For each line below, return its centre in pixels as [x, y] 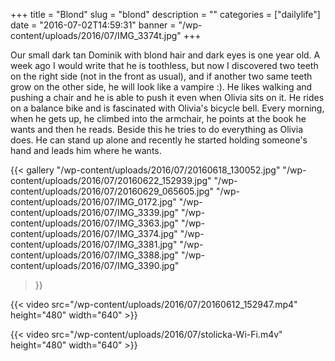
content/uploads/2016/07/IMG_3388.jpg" [95, 255]
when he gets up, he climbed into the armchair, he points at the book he [158, 118]
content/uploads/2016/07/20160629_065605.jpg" [112, 191]
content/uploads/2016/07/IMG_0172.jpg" [93, 202]
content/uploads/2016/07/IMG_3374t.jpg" [96, 35]
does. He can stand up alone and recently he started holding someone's [159, 140]
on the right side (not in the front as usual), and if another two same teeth [161, 76]
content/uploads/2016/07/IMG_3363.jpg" [95, 223]
